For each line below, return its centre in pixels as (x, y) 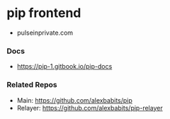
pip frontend (44, 13)
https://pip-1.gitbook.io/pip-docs (64, 67)
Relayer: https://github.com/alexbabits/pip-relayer (90, 108)
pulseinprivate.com (45, 33)
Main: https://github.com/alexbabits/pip (74, 100)
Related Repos (32, 85)
